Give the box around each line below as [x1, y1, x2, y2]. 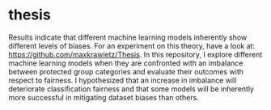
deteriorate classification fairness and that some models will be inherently [8, 83, 255, 94]
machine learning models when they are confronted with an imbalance [8, 58, 243, 68]
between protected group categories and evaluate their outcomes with [8, 66, 244, 76]
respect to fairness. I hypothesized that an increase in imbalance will [8, 75, 237, 85]
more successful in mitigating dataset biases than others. [8, 92, 200, 102]
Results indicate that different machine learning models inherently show [8, 32, 248, 42]
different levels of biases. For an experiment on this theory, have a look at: [8, 40, 256, 50]
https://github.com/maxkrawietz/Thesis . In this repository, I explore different [8, 49, 263, 59]
